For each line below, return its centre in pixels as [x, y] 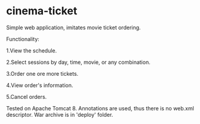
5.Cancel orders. [27, 97]
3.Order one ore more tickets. [42, 73]
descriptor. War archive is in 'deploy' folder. [60, 114]
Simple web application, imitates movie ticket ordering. [74, 27]
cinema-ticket [42, 11]
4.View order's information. [40, 85]
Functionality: [23, 39]
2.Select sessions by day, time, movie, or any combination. [78, 62]
